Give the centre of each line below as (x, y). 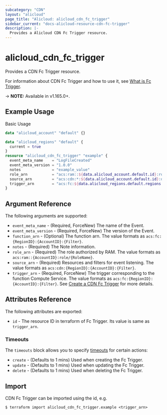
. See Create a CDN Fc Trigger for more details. (105, 284)
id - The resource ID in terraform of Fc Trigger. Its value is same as (81, 321)
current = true (25, 147)
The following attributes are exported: (44, 311)
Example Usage (30, 112)
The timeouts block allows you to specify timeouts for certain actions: (77, 350)
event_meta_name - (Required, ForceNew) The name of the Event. (78, 225)
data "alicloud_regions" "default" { (44, 142)
